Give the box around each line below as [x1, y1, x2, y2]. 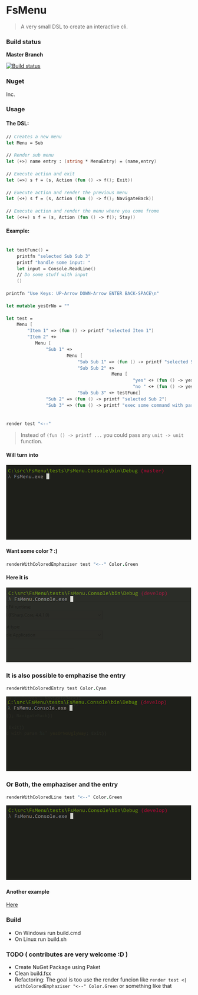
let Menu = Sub [6, 140, 44, 146]
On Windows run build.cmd [14, 929, 81, 936]
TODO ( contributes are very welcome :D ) [6, 950, 128, 958]
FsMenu [6, 4, 47, 17]
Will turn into [6, 451, 38, 458]
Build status [6, 38, 41, 46]
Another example [6, 888, 50, 895]
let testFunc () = [6, 247, 49, 253]
